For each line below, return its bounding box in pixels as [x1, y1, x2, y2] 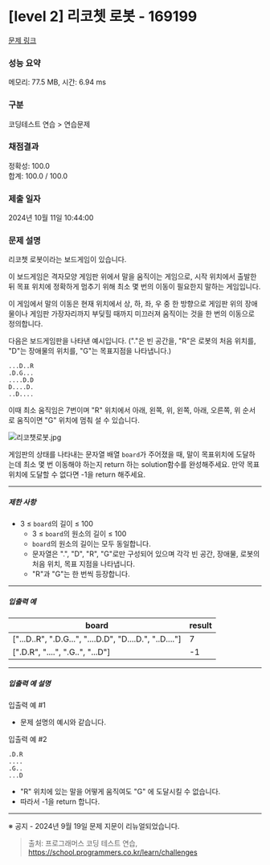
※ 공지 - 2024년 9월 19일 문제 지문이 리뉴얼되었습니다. [8, 822, 180, 831]
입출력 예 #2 [8, 735, 47, 744]
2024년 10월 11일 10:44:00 [8, 213, 94, 223]
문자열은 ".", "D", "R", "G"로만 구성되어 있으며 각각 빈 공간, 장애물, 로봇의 [31, 549, 260, 559]
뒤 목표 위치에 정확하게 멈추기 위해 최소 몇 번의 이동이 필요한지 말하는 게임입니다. [8, 282, 261, 292]
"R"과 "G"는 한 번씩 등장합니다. [31, 569, 130, 579]
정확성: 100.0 [8, 161, 51, 170]
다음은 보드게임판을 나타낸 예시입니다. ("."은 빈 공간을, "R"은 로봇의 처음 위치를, [8, 336, 256, 346]
